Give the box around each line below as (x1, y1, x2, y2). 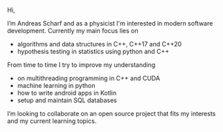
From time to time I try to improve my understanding (7, 61, 156, 68)
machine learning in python (17, 82, 96, 89)
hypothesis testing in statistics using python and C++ (17, 48, 170, 55)
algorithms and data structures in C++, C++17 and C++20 (17, 40, 182, 48)
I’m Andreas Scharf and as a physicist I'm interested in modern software (7, 19, 213, 27)
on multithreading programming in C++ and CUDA (17, 74, 161, 82)
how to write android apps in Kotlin (17, 89, 117, 97)
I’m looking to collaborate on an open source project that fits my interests (7, 110, 216, 117)
